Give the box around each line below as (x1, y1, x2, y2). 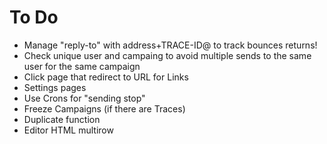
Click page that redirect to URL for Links (23, 71, 189, 83)
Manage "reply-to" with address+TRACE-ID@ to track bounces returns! (23, 39, 318, 51)
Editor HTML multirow (23, 124, 114, 136)
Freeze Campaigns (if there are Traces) (23, 102, 186, 115)
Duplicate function (23, 113, 101, 125)
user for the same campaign (23, 60, 141, 72)
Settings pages (23, 81, 87, 93)
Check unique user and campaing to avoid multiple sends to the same (23, 49, 312, 61)
